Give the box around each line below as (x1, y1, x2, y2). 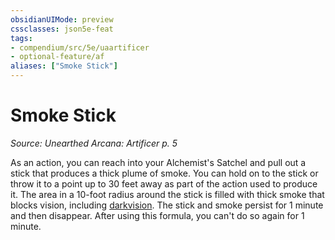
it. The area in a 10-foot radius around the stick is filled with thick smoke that (10, 188, 325, 200)
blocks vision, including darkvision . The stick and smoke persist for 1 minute (10, 199, 324, 211)
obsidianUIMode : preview (10, 14, 114, 25)
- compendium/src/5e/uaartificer (10, 42, 150, 53)
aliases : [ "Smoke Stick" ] (10, 61, 118, 71)
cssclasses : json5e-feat (10, 24, 114, 34)
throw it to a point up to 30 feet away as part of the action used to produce (10, 177, 318, 190)
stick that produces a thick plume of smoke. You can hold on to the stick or (10, 167, 319, 179)
